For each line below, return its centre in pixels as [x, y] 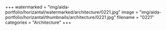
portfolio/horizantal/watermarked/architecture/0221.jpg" [63, 12]
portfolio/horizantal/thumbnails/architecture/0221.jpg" [61, 17]
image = [130, 12]
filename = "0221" [136, 17]
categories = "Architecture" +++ [38, 22]
